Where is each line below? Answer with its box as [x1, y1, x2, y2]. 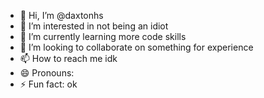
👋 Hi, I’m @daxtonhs [19, 10, 104, 21]
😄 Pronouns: [19, 67, 75, 79]
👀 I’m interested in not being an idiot [19, 20, 169, 32]
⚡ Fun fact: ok [19, 78, 78, 90]
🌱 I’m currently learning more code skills [19, 31, 187, 42]
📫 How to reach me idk [19, 53, 118, 64]
